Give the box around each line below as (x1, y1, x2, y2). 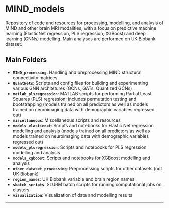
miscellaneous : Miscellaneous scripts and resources (12, 117, 121, 123)
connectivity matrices (12, 74, 58, 81)
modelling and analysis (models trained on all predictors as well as (12, 128, 150, 134)
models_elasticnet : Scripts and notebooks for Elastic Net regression (12, 122, 154, 128)
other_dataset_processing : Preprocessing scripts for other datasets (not (12, 165, 162, 171)
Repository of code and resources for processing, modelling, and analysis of (5, 20, 164, 26)
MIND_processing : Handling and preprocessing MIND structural (12, 69, 142, 75)
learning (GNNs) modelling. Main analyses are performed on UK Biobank (5, 36, 156, 42)
